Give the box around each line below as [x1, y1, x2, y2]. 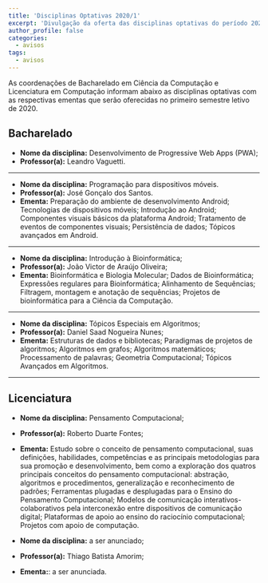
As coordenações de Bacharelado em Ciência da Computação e [8, 77, 219, 88]
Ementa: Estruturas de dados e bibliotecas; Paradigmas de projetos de [19, 335, 253, 345]
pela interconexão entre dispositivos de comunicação [66, 503, 242, 513]
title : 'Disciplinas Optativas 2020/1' [8, 11, 141, 20]
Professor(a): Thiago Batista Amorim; [19, 551, 144, 561]
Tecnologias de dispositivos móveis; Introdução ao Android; [19, 204, 217, 214]
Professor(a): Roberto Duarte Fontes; [19, 428, 144, 438]
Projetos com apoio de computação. [19, 520, 140, 529]
